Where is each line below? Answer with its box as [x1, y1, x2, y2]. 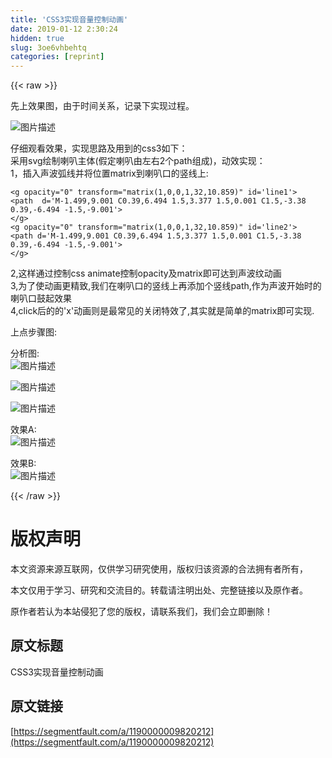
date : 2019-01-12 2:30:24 [10, 24, 118, 34]
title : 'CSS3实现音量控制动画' [10, 14, 129, 25]
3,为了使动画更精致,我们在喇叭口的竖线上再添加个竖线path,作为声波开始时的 [10, 280, 322, 292]
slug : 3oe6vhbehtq [10, 42, 87, 53]
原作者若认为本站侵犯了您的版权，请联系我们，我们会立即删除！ [10, 606, 273, 618]
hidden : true [10, 33, 65, 43]
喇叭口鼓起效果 [10, 292, 72, 305]
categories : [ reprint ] [10, 52, 105, 62]
